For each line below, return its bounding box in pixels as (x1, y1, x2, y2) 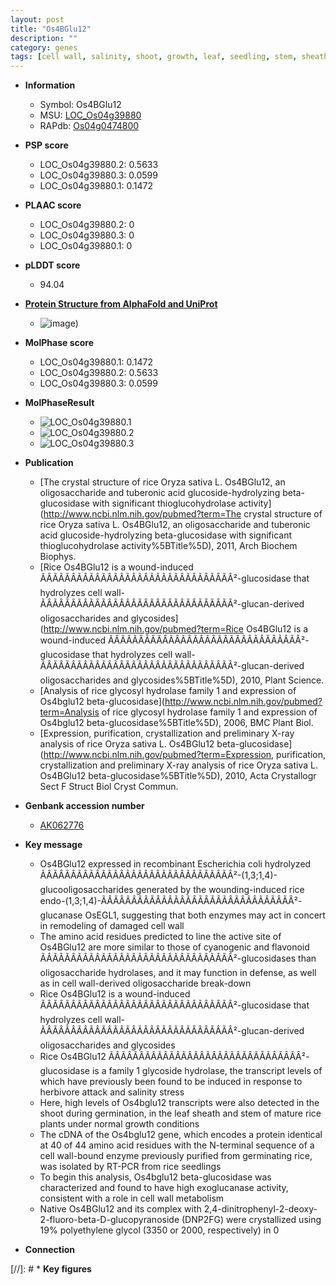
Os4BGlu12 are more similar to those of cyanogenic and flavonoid (39, 941, 310, 953)
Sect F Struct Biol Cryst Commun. (39, 781, 179, 793)
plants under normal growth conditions (39, 1118, 200, 1130)
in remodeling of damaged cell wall (39, 920, 185, 932)
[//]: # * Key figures (10, 1263, 92, 1275)
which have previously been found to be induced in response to (39, 1076, 303, 1088)
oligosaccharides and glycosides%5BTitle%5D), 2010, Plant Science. (39, 674, 325, 686)
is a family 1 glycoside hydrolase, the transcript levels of (91, 1065, 323, 1077)
